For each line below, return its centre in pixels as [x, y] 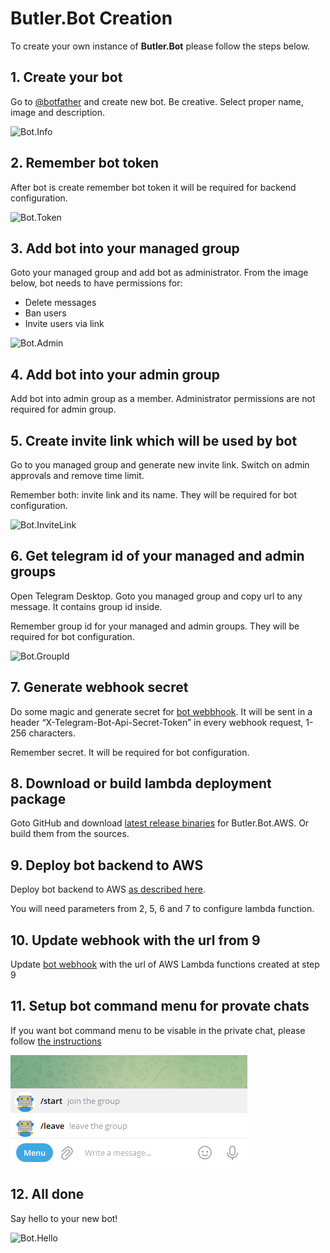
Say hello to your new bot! [64, 1218]
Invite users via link [64, 324]
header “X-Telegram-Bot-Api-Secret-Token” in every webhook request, [157, 722]
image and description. [58, 112]
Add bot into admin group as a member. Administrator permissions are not [163, 399]
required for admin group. [63, 409]
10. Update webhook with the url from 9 [135, 940]
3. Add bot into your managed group [125, 248]
